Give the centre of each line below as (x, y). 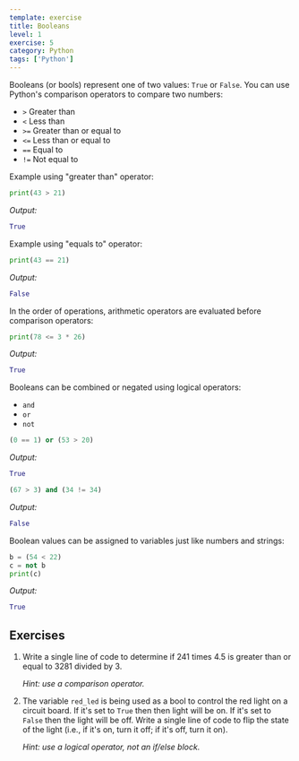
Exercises (37, 635)
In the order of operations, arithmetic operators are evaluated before (135, 311)
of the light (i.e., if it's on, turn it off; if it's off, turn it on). (125, 730)
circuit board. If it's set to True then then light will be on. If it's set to (146, 711)
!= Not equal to (50, 159)
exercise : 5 (31, 43)
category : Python (42, 51)
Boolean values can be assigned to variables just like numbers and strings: (147, 540)
